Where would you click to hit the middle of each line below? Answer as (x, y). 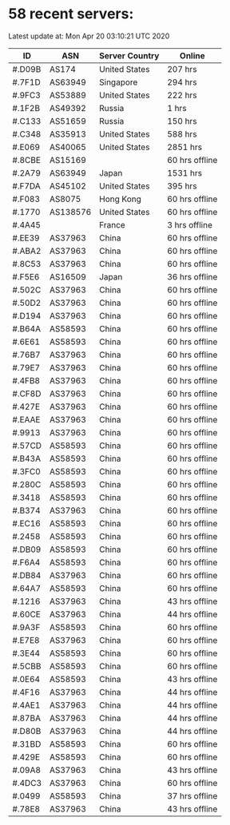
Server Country (129, 55)
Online (192, 55)
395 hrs (182, 186)
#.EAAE (26, 419)
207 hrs (182, 69)
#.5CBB (27, 666)
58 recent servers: (71, 14)
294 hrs (182, 82)
